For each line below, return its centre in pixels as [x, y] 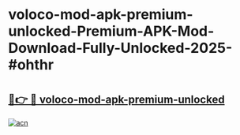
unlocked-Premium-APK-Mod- [111, 31]
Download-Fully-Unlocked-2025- [120, 48]
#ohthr [31, 65]
